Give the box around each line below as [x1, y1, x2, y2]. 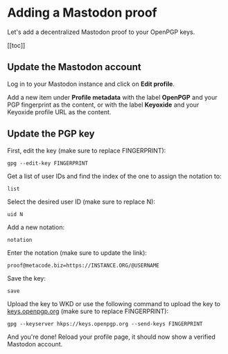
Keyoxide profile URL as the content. [7, 107, 112, 116]
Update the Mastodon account [7, 61, 141, 73]
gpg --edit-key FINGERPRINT [7, 159, 89, 167]
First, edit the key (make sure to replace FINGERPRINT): [7, 146, 166, 154]
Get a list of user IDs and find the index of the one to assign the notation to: [7, 172, 222, 180]
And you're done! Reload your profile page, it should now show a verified [7, 333, 216, 341]
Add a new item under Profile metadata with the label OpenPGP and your [7, 93, 218, 101]
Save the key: [7, 274, 46, 282]
